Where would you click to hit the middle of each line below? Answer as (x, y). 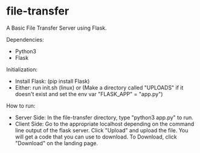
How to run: (21, 106)
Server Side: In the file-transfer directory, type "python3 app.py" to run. (104, 117)
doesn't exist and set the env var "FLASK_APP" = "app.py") (89, 94)
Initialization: (22, 69)
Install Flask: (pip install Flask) (52, 81)
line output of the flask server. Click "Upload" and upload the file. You (102, 130)
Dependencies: (25, 39)
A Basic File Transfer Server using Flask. (56, 28)
